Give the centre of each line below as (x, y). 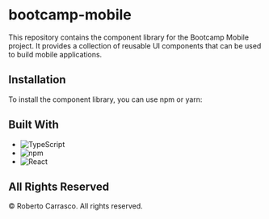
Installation (37, 80)
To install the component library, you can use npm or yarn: (105, 99)
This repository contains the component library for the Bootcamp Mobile (128, 37)
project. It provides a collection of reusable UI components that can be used (135, 45)
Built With (34, 125)
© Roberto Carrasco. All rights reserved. (76, 206)
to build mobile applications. (55, 54)
